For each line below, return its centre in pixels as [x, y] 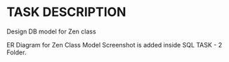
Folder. [17, 52]
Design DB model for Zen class [51, 31]
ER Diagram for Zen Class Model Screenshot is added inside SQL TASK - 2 [115, 45]
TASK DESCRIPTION [66, 12]
